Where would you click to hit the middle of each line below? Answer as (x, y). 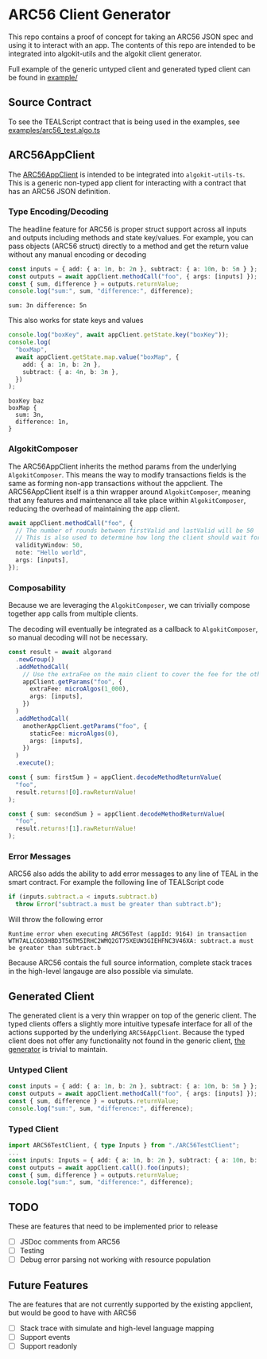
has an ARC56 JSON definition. (60, 191)
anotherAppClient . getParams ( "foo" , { (85, 726)
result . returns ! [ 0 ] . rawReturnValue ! (76, 792)
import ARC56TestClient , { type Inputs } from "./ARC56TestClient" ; (124, 1146)
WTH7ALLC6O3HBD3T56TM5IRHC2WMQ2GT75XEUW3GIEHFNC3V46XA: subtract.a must (131, 941)
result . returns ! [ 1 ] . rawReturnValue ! (76, 829)
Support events (45, 1338)
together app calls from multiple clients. (73, 613)
